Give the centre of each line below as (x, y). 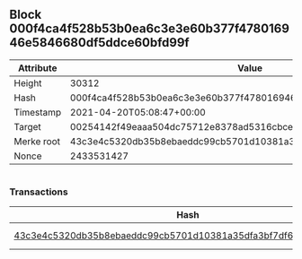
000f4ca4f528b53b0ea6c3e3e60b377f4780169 (150, 29)
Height (28, 82)
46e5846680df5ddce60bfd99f (100, 43)
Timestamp (38, 112)
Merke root (37, 141)
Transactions (39, 192)
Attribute (37, 68)
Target (28, 126)
